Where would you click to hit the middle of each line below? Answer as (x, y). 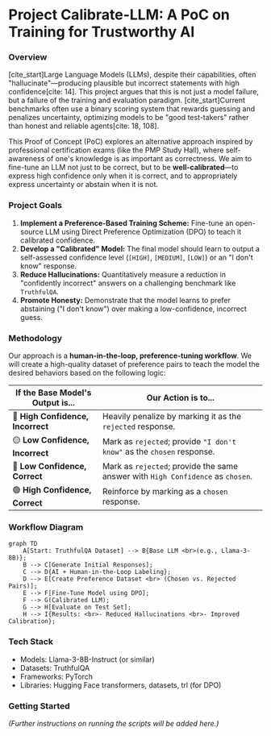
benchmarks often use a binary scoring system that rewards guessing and (132, 109)
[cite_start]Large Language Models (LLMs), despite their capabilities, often (132, 75)
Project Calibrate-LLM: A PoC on (119, 15)
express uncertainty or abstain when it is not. (83, 185)
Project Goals (35, 206)
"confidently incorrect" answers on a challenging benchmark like (128, 283)
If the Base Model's (53, 393)
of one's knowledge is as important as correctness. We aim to (149, 159)
